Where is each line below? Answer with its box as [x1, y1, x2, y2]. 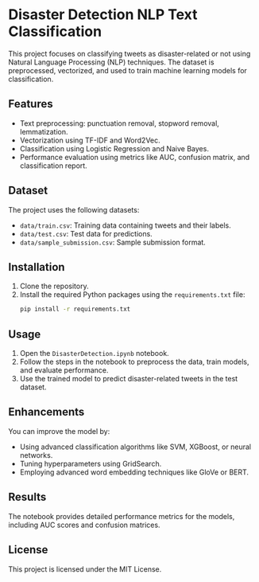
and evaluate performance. [19, 365, 109, 375]
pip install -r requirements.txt [19, 305, 131, 314]
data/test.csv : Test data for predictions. [19, 229, 153, 238]
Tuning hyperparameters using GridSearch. [19, 459, 162, 468]
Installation [8, 260, 65, 274]
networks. [19, 450, 53, 459]
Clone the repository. [19, 281, 89, 291]
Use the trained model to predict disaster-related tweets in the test [19, 374, 238, 384]
